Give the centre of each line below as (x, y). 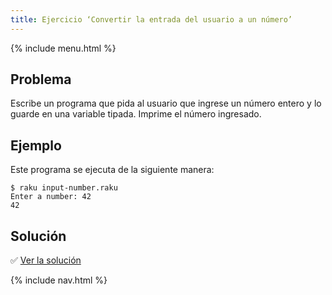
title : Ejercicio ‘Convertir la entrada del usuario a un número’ (151, 19)
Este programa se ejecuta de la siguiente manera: (112, 170)
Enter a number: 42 (51, 197)
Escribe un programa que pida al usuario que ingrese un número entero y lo (166, 103)
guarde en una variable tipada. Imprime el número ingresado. (136, 114)
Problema (41, 79)
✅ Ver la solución (46, 260)
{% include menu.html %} (63, 48)
